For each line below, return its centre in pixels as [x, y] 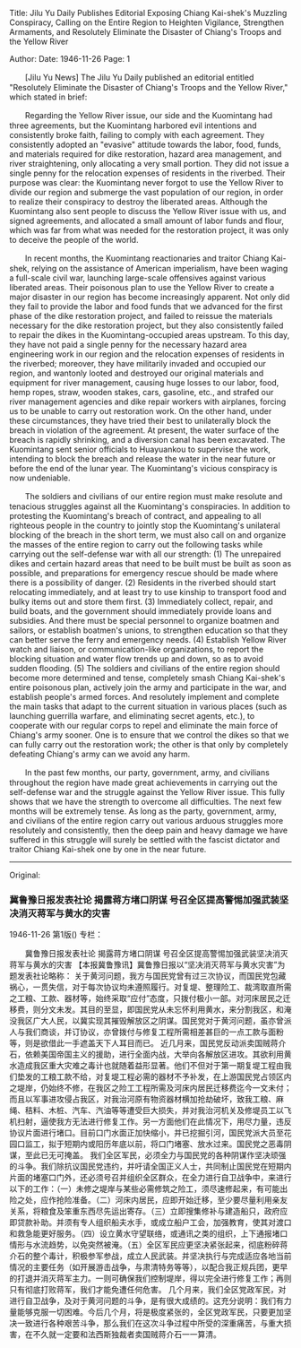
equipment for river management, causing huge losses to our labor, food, [144, 383]
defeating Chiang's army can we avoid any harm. [100, 754]
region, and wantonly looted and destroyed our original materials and [137, 373]
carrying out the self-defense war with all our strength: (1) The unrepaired [146, 554]
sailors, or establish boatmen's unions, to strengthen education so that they [149, 630]
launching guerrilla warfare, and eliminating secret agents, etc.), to [132, 716]
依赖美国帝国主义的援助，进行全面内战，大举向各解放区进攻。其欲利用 [154, 1054]
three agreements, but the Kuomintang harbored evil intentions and [133, 125]
